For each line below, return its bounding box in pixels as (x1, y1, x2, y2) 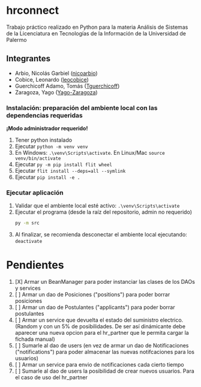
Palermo (6, 36, 27, 43)
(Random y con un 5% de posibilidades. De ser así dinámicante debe (14, 323, 186, 330)
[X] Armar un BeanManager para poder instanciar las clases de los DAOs (14, 278, 195, 286)
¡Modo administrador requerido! (6, 125, 88, 132)
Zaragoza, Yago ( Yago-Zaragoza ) (14, 88, 98, 96)
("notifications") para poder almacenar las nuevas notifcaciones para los (14, 349, 195, 356)
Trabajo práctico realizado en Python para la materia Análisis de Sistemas (6, 23, 188, 31)
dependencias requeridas (6, 111, 83, 119)
